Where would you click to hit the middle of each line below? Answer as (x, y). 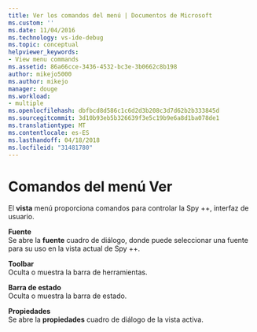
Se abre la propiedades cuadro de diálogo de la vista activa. (106, 319)
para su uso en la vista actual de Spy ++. (74, 248)
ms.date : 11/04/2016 (42, 30)
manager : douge (33, 89)
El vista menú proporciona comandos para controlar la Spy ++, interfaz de (128, 208)
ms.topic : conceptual (44, 45)
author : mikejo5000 (40, 74)
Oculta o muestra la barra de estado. (68, 296)
